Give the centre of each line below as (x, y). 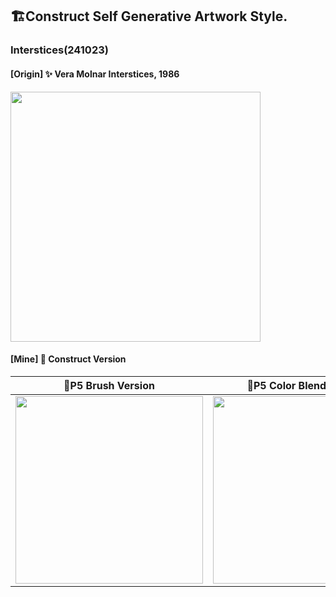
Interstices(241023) (59, 50)
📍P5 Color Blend (286, 385)
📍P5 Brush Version (109, 385)
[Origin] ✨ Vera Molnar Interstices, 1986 (95, 74)
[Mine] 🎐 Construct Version (68, 359)
